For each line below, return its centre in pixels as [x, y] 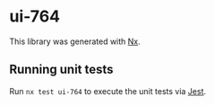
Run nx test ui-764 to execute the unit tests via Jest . [108, 91]
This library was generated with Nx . [75, 41]
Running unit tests [61, 70]
